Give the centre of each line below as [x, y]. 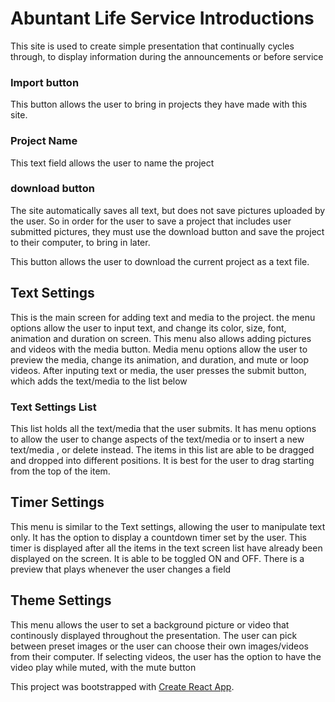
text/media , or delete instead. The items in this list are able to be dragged [162, 449]
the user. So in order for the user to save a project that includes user [151, 221]
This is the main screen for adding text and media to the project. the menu [163, 317]
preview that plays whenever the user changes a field [121, 569]
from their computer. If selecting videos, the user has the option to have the [166, 656]
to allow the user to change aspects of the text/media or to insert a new [157, 439]
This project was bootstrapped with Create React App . [122, 686]
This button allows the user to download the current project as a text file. [160, 261]
